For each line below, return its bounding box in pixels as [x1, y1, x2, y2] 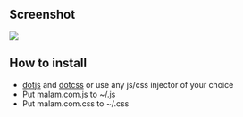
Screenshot [9, 7, 76, 22]
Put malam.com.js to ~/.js [21, 89, 116, 99]
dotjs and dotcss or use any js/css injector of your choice [21, 79, 234, 90]
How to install [9, 56, 88, 71]
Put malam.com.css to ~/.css [21, 97, 130, 109]
